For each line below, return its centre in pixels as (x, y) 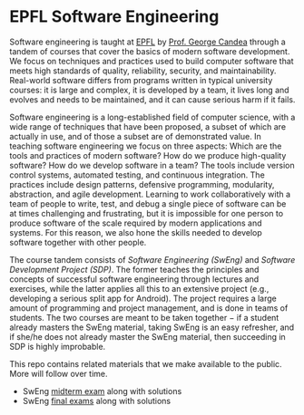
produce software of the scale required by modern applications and (136, 223)
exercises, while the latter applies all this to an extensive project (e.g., (139, 288)
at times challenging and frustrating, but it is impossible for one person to (147, 213)
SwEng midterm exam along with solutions (102, 391)
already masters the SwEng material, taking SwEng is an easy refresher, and (152, 327)
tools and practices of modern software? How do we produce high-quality (148, 155)
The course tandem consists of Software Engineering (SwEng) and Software (152, 259)
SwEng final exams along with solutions (97, 401)
